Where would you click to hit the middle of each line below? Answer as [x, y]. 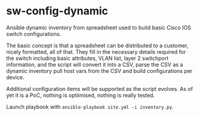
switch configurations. [34, 33]
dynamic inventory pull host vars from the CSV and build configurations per [99, 71]
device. [15, 77]
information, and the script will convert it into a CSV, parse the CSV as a [95, 65]
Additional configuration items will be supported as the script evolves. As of [99, 88]
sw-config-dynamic [57, 11]
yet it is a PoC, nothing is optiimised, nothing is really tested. [81, 95]
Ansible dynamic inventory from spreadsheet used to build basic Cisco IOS [99, 28]
